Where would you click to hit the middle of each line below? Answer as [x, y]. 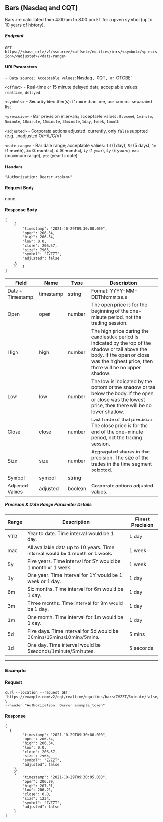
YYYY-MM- [124, 291]
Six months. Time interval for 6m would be [75, 589]
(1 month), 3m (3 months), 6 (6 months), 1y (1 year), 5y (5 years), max [72, 151]
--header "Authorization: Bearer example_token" [55, 705]
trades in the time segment [122, 464]
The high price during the [120, 331]
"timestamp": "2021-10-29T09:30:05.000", [65, 777]
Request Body [19, 188]
